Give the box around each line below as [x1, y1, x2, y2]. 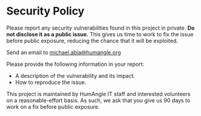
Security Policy [6, 4, 85, 18]
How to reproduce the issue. [15, 79, 87, 86]
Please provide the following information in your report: [6, 60, 145, 68]
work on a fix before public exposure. [6, 103, 100, 110]
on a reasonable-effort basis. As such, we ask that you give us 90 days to [6, 97, 191, 104]
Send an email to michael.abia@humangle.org [6, 48, 121, 56]
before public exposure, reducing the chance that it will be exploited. [6, 37, 179, 44]
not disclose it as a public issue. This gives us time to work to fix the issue [6, 30, 194, 37]
